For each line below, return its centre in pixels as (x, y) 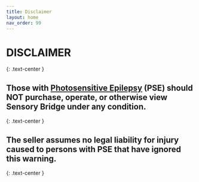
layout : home (22, 17)
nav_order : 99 (24, 23)
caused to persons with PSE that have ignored (94, 149)
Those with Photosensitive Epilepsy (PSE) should (99, 88)
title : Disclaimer (29, 12)
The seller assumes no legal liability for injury (93, 140)
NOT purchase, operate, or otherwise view (87, 97)
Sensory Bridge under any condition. (76, 106)
